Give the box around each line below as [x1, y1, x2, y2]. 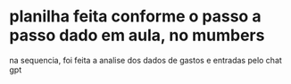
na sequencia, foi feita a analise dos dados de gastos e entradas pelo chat [9, 55, 283, 65]
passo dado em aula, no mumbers [9, 25, 265, 46]
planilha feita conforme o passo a [9, 6, 262, 27]
